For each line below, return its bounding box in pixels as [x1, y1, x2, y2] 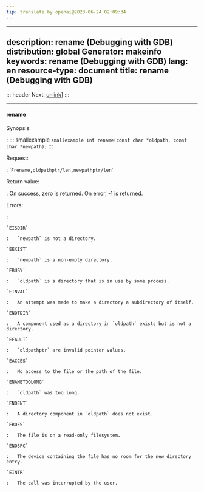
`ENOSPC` [6, 443, 29, 449]
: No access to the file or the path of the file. [6, 368, 143, 374]
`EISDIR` [6, 225, 29, 231]
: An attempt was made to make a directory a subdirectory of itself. [6, 299, 194, 306]
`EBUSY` [6, 267, 26, 273]
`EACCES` [6, 358, 29, 364]
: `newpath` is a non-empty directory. [6, 256, 113, 263]
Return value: [6, 177, 40, 185]
